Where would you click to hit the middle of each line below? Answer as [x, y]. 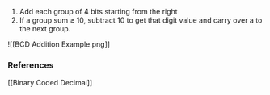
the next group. [45, 29]
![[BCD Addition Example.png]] [59, 44]
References [31, 65]
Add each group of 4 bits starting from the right [99, 12]
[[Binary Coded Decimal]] [50, 83]
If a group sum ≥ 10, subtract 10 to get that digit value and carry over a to [141, 20]
